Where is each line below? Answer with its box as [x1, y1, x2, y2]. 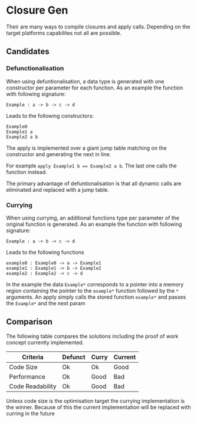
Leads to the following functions [6, 248, 84, 256]
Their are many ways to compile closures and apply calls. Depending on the [6, 23, 191, 30]
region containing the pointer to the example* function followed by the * [6, 287, 179, 294]
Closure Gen [6, 4, 68, 17]
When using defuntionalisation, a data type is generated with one [6, 78, 165, 85]
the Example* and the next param [6, 299, 86, 306]
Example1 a [6, 128, 33, 135]
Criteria [21, 353, 44, 361]
